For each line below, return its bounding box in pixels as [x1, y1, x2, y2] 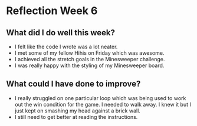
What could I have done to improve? [6, 79, 141, 89]
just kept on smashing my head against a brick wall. [14, 107, 140, 114]
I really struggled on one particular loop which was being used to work [14, 94, 186, 101]
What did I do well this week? [6, 28, 116, 38]
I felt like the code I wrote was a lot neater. [14, 43, 118, 50]
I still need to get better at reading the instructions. [14, 113, 138, 120]
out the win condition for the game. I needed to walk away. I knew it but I [14, 101, 192, 108]
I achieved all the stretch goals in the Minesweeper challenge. [14, 56, 165, 62]
